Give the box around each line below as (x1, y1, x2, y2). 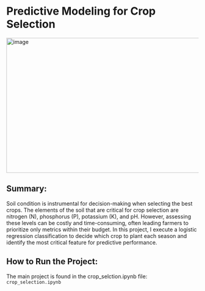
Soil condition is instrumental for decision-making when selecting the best (6, 199, 193, 207)
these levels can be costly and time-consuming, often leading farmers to (6, 219, 189, 226)
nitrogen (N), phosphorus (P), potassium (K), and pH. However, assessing (6, 212, 192, 220)
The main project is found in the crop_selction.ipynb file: (6, 273, 148, 280)
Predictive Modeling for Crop (6, 4, 156, 18)
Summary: (6, 184, 47, 194)
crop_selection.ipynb (6, 279, 62, 285)
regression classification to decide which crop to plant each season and (6, 232, 187, 239)
